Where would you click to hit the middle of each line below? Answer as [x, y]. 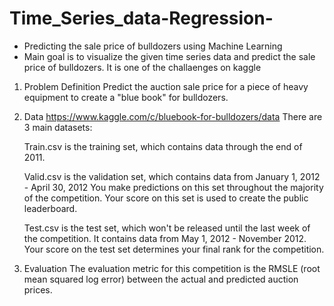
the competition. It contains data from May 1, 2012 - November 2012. [165, 238]
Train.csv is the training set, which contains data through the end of [163, 146]
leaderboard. [50, 208]
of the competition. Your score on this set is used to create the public [166, 198]
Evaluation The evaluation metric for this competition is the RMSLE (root [172, 268]
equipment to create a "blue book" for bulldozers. [126, 97]
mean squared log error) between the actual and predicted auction [161, 279]
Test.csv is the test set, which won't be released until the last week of [167, 228]
